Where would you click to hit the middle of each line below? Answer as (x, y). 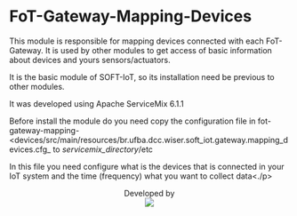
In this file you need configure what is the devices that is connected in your (147, 166)
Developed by (149, 193)
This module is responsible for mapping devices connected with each (136, 41)
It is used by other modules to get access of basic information (159, 50)
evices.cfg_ (30, 149)
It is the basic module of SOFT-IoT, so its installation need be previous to (142, 76)
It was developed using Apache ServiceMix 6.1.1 (96, 103)
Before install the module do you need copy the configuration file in (132, 121)
